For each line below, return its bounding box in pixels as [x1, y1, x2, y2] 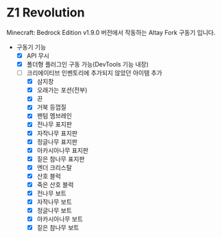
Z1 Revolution [6, 5, 85, 21]
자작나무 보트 [36, 198, 73, 206]
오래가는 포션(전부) [36, 86, 88, 94]
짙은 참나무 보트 [36, 224, 79, 232]
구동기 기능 [16, 43, 47, 51]
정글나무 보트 [36, 206, 73, 215]
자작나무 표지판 [36, 129, 78, 137]
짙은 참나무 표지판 [36, 154, 85, 163]
